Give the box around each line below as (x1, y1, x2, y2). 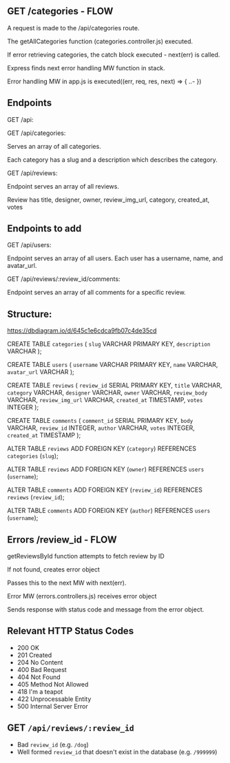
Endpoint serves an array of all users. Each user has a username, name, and (7, 254, 224, 262)
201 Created (17, 651, 52, 659)
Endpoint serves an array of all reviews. (7, 182, 119, 190)
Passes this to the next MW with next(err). (7, 578, 127, 587)
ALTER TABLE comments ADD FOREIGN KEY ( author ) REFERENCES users (7, 506, 211, 515)
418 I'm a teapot (17, 687, 63, 696)
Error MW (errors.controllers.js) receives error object (7, 592, 157, 600)
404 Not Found (17, 673, 61, 681)
